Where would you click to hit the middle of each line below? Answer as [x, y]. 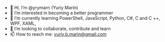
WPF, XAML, [23, 23]
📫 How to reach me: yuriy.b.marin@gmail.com [58, 34]
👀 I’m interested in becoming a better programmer [61, 13]
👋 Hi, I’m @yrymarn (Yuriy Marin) [44, 8]
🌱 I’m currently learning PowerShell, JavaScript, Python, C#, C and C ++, [85, 18]
